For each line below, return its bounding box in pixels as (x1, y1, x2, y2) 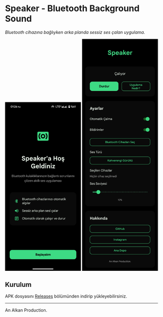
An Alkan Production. (5, 307, 48, 313)
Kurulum (5, 280, 32, 289)
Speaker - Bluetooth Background (5, 3, 140, 14)
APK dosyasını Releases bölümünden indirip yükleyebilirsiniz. (5, 293, 128, 299)
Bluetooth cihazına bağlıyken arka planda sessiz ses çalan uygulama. (5, 29, 146, 35)
